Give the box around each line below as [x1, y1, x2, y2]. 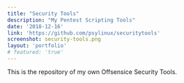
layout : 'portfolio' [7, 42, 68, 49]
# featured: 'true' [7, 49, 64, 56]
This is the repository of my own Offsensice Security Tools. [7, 67, 178, 76]
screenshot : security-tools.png [7, 36, 101, 43]
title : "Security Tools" [7, 10, 79, 17]
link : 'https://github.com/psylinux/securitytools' [7, 29, 160, 37]
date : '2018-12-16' [7, 23, 64, 30]
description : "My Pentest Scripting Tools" [7, 17, 136, 24]
